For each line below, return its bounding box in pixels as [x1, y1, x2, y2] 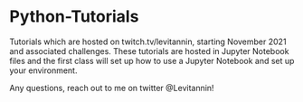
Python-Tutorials [9, 6, 139, 27]
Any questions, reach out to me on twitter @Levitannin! [9, 82, 214, 93]
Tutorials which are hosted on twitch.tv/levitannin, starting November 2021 [9, 36, 287, 47]
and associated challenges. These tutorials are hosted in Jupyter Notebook [9, 45, 289, 56]
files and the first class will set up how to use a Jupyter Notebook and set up [9, 55, 295, 66]
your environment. [9, 65, 78, 76]
